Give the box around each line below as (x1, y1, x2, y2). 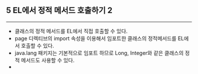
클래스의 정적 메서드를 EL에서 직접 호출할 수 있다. (14, 27, 128, 34)
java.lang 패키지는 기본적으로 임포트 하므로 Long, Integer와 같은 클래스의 (14, 49, 184, 57)
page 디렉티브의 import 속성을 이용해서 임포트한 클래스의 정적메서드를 (14, 34, 177, 42)
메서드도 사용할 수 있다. (21, 57, 75, 64)
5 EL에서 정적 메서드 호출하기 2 (6, 5, 113, 16)
